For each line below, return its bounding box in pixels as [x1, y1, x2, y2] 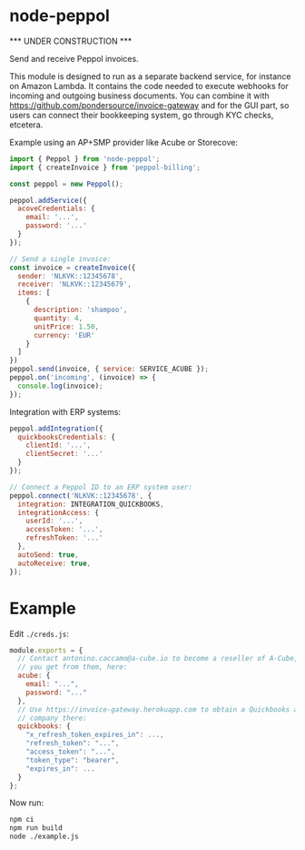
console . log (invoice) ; [17, 381, 103, 390]
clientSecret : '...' [25, 450, 103, 459]
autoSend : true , [17, 550, 79, 560]
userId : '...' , [25, 516, 84, 526]
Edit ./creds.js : [9, 628, 70, 639]
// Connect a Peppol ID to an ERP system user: [9, 482, 193, 491]
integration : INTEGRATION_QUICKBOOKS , [17, 500, 165, 509]
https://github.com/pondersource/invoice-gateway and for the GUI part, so [9, 99, 290, 110]
